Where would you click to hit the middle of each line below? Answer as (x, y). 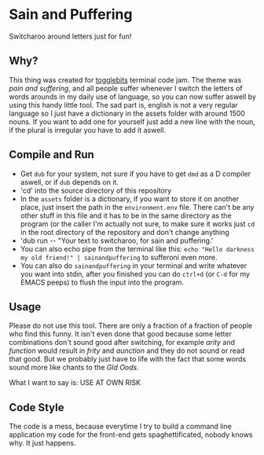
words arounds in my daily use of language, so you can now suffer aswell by (132, 97)
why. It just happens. (42, 443)
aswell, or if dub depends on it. (69, 182)
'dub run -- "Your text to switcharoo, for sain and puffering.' (117, 240)
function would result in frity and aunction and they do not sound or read (127, 350)
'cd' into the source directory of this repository (96, 190)
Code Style (37, 407)
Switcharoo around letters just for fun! (70, 36)
